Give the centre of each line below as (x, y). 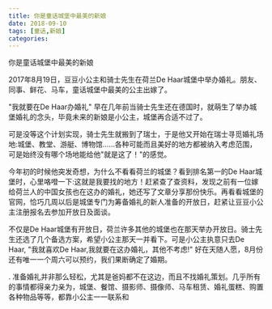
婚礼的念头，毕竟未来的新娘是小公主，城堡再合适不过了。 (111, 117)
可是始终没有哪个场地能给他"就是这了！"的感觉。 (90, 154)
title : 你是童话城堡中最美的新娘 (57, 16)
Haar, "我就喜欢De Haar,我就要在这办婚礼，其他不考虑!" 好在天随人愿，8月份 (136, 250)
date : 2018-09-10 (38, 23)
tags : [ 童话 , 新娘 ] (37, 31)
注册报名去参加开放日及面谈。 (65, 212)
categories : (28, 38)
